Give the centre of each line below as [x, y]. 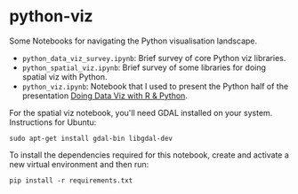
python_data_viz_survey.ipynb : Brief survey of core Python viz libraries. [154, 58]
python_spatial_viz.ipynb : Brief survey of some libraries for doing [144, 67]
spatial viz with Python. [65, 76]
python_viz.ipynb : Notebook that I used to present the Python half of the [155, 86]
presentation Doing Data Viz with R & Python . [105, 96]
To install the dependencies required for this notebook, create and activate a [149, 155]
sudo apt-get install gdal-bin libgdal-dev [91, 138]
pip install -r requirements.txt [71, 180]
